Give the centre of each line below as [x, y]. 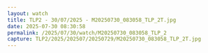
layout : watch [28, 13]
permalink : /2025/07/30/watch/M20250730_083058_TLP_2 [87, 33]
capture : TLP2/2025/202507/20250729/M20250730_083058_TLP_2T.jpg [104, 39]
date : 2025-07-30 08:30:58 [46, 26]
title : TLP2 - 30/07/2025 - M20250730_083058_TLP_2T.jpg [92, 20]
